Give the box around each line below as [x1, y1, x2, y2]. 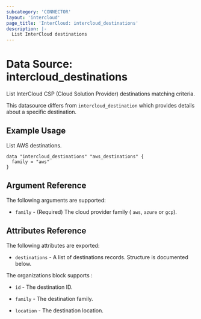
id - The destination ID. [14, 283, 73, 291]
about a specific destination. [6, 108, 77, 115]
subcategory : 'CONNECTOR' [6, 8, 71, 15]
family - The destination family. [14, 295, 93, 302]
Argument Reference [6, 181, 87, 191]
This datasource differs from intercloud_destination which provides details [6, 102, 195, 109]
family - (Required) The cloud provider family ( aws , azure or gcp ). [14, 208, 178, 215]
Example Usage [6, 126, 66, 136]
